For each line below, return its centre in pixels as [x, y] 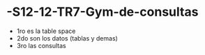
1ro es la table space [46, 31]
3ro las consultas [41, 45]
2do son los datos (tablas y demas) [67, 38]
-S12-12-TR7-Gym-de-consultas [102, 12]
